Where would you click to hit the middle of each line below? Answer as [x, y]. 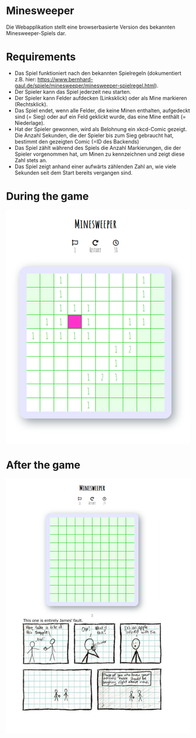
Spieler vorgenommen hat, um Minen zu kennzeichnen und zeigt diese [99, 154]
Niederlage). [30, 123]
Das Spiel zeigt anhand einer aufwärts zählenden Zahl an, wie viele [95, 166]
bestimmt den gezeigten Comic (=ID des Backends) [77, 141]
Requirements [41, 57]
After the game [43, 465]
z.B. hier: [25, 79]
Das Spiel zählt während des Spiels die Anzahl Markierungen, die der [98, 148]
